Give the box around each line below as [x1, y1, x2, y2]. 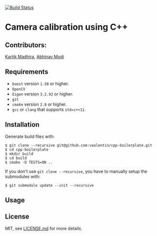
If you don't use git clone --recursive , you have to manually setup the [5, 168, 147, 174]
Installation [5, 120, 40, 129]
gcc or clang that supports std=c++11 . [12, 106, 86, 112]
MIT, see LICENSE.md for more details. [5, 225, 83, 231]
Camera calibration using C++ [5, 22, 128, 33]
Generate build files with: [5, 134, 55, 139]
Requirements [5, 68, 48, 76]
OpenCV [12, 86, 26, 92]
